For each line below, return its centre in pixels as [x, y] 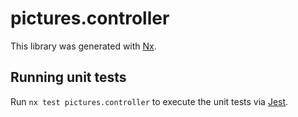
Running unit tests [68, 77]
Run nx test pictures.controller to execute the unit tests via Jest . [149, 101]
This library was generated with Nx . [83, 46]
